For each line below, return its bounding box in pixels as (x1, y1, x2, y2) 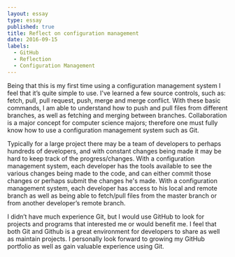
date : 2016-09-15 (7, 36, 58, 43)
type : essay (7, 17, 42, 24)
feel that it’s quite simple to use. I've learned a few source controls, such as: (7, 89, 226, 97)
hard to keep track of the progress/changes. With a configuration (7, 154, 195, 163)
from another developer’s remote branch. (7, 198, 126, 207)
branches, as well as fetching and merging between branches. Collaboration (7, 111, 227, 119)
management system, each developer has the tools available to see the (7, 161, 212, 170)
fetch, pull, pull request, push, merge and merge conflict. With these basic (7, 96, 221, 105)
